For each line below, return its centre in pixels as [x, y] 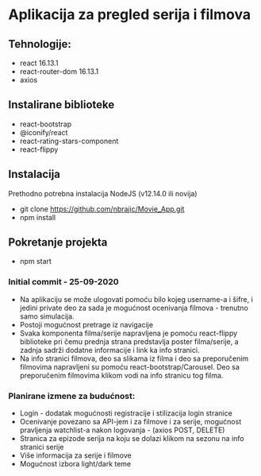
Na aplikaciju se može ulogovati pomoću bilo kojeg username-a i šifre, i [136, 299]
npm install [38, 217]
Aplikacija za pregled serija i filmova [130, 15]
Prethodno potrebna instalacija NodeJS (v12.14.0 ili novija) [103, 193]
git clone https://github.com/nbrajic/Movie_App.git [102, 209]
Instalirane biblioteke [61, 105]
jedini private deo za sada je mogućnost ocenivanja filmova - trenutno [134, 308]
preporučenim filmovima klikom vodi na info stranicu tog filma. [121, 375]
